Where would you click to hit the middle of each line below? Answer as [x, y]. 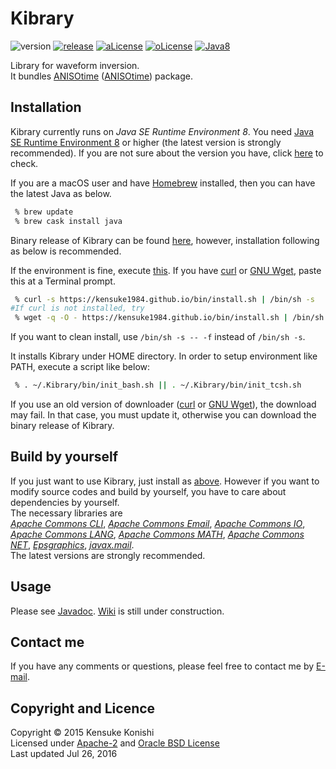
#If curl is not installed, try [77, 308]
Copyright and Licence [83, 708]
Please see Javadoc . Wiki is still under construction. [117, 611]
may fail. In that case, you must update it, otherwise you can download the [163, 415]
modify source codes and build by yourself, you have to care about [148, 491]
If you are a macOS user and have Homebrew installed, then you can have [163, 183]
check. [24, 163]
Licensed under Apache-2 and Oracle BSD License [115, 743]
